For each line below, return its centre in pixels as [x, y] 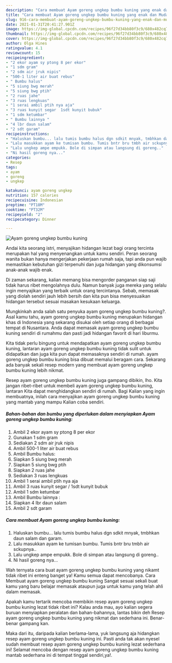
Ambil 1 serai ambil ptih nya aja [45, 481]
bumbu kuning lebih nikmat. [35, 370]
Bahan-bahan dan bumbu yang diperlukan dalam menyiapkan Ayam [80, 414]
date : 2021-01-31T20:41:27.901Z [40, 24]
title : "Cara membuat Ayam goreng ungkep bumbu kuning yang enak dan [81, 15]
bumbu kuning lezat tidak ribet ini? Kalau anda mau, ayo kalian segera [79, 607]
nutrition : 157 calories [32, 196]
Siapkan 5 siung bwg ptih [40, 465]
